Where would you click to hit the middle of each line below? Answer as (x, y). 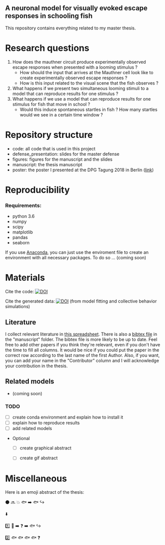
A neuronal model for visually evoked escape (76, 8)
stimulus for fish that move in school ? (51, 104)
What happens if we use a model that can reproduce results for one (82, 99)
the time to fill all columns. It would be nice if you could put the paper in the (82, 350)
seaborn (21, 243)
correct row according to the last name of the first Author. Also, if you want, (82, 355)
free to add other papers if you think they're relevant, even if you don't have (83, 344)
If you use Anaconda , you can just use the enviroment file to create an (77, 252)
